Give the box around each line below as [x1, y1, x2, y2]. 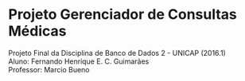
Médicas [8, 22, 67, 40]
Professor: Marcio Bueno [8, 64, 90, 74]
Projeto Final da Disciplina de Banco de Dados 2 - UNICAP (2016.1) [8, 48, 227, 57]
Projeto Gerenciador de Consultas [8, 6, 237, 24]
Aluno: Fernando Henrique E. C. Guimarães [8, 57, 150, 66]
